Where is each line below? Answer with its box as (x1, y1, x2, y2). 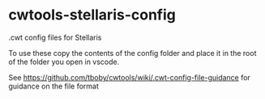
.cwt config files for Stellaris (8, 32, 102, 42)
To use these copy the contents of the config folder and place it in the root (8, 48, 257, 58)
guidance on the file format (8, 81, 100, 91)
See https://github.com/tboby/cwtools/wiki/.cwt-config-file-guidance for (8, 72, 251, 82)
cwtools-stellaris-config (8, 6, 176, 24)
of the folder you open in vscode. (8, 57, 120, 67)
